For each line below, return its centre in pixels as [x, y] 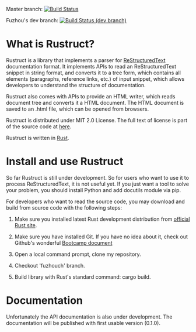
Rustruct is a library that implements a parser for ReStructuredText [86, 60]
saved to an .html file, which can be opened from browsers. [78, 109]
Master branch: [24, 9]
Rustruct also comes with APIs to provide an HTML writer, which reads [91, 96]
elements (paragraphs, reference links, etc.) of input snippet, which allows [95, 78]
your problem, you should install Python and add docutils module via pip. [94, 190]
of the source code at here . [39, 126]
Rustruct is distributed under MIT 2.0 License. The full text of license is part [97, 120]
